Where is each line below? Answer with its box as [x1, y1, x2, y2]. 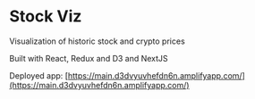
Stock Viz [9, 6, 82, 27]
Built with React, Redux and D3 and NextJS [9, 53, 168, 63]
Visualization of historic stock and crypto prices [9, 36, 185, 46]
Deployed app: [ [9, 70, 69, 81]
